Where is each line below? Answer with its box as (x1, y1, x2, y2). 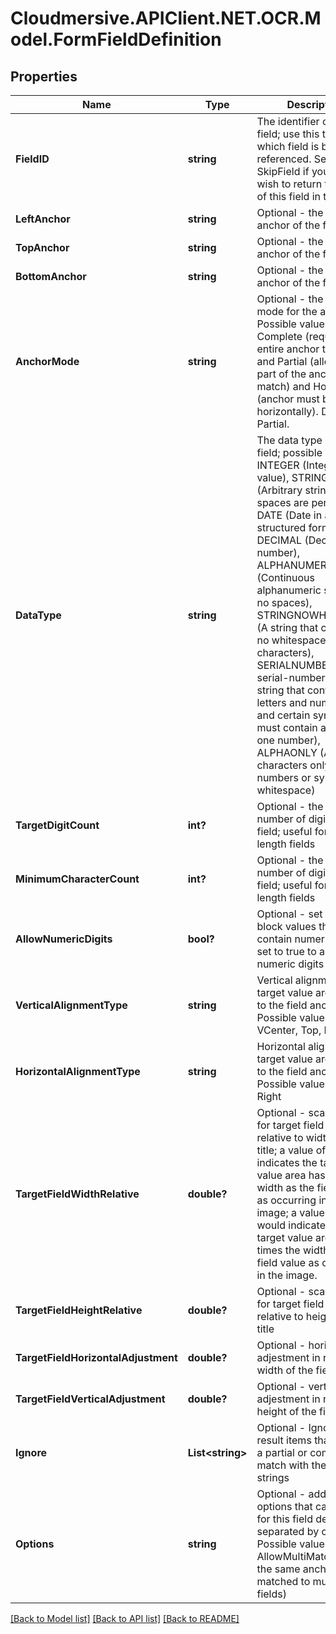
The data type (256, 433, 323, 447)
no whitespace (256, 633, 327, 647)
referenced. (256, 152, 312, 166)
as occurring (256, 1193, 317, 1207)
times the (256, 1243, 301, 1257)
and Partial (256, 355, 308, 368)
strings (256, 1471, 290, 1484)
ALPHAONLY (256, 746, 318, 759)
